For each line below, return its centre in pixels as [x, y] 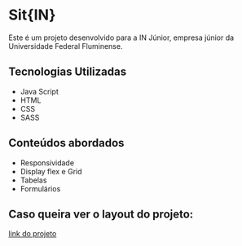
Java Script [39, 91]
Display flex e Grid [51, 171]
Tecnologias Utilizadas [68, 72]
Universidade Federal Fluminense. [66, 46]
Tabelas [33, 180]
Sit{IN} [32, 15]
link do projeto [33, 234]
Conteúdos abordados [66, 143]
